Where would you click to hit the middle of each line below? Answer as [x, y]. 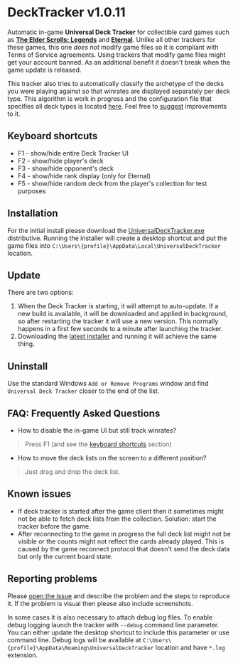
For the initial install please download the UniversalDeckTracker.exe [106, 230]
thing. [26, 344]
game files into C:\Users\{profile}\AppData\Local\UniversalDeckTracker [114, 245]
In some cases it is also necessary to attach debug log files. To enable [110, 617]
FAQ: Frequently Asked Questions [84, 413]
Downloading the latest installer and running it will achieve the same [117, 336]
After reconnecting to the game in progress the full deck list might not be [124, 534]
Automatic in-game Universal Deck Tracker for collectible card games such [118, 32]
